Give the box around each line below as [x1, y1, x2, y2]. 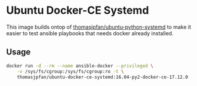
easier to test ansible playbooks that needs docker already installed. [6, 29, 174, 36]
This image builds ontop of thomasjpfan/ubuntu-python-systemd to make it [6, 23, 192, 30]
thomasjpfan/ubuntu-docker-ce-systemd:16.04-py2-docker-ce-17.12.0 [17, 74, 188, 80]
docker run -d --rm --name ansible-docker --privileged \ [6, 63, 153, 69]
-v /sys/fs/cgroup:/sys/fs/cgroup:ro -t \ [17, 68, 124, 75]
